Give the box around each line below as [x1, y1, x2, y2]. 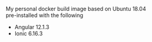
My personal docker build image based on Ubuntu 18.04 [5, 5, 147, 12]
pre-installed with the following [5, 12, 83, 19]
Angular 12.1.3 [14, 24, 50, 30]
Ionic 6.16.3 [14, 30, 43, 37]
